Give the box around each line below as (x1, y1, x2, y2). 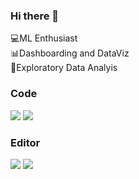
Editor (10, 135, 41, 149)
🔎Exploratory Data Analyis (10, 62, 118, 74)
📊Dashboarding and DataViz (10, 47, 130, 59)
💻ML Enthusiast (10, 32, 78, 44)
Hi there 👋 (10, 9, 60, 23)
